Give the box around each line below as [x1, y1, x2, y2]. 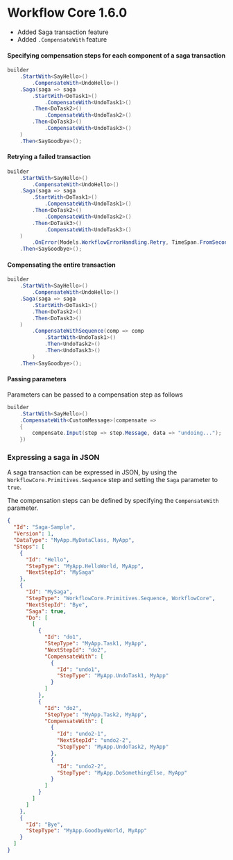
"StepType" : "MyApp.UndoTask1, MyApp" [56, 672, 169, 679]
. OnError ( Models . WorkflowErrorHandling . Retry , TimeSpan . [32, 239, 200, 246]
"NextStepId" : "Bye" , [25, 601, 89, 609]
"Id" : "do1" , [44, 634, 82, 640]
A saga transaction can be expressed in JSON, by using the [7, 468, 178, 477]
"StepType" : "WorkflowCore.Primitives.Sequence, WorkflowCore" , [25, 595, 216, 602]
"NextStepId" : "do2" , [44, 646, 107, 654]
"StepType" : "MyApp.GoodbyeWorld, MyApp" [25, 827, 148, 834]
